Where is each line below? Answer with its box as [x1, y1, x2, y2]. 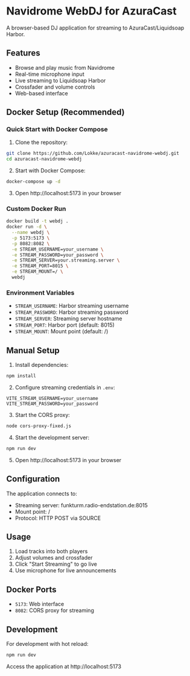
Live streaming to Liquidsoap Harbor [14, 77, 106, 84]
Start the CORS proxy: [14, 411, 71, 418]
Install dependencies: [14, 361, 69, 369]
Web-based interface [14, 89, 68, 97]
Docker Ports [6, 584, 57, 595]
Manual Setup [6, 345, 60, 355]
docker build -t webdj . [6, 218, 69, 224]
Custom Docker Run [6, 204, 66, 213]
